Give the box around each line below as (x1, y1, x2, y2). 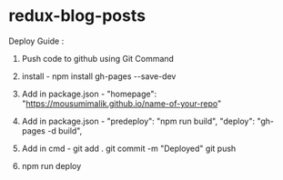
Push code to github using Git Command (21, 53, 175, 64)
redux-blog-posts (8, 5, 147, 26)
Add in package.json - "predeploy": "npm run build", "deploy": (21, 115, 256, 126)
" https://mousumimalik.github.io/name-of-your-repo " (21, 97, 222, 109)
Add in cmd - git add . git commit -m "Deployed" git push (21, 143, 237, 154)
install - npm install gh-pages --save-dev (21, 70, 177, 82)
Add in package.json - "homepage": (21, 88, 157, 99)
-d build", (47, 125, 83, 136)
